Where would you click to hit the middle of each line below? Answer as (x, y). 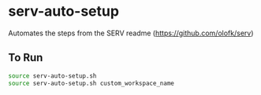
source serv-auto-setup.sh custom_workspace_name (91, 83)
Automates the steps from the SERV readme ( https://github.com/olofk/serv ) (131, 33)
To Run (26, 58)
